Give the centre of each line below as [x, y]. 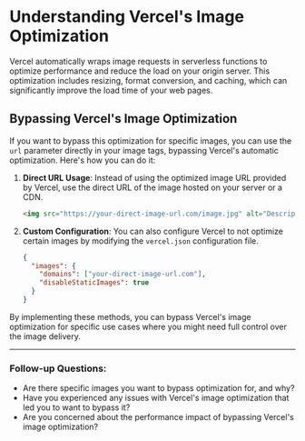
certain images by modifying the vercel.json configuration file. [140, 241]
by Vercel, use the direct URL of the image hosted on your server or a [152, 187]
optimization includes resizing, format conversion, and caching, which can [148, 80]
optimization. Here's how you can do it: [83, 160]
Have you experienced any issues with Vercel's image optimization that [156, 398]
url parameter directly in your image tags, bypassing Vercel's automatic [144, 150]
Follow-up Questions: [58, 368]
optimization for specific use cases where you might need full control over [148, 326]
